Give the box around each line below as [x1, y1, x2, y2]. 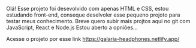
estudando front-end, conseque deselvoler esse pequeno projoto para [6, 11, 180, 18]
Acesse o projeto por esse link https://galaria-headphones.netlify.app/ [6, 36, 180, 42]
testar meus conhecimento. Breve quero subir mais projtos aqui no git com [6, 18, 191, 24]
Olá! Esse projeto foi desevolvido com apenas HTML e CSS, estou [6, 5, 169, 12]
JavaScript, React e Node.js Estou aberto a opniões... [6, 24, 138, 31]
